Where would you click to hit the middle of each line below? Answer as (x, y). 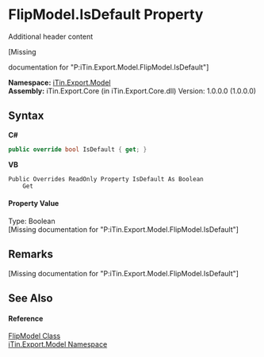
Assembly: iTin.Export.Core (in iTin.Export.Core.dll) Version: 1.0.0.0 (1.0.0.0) (132, 91)
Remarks (31, 254)
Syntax (26, 116)
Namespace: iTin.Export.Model (59, 82)
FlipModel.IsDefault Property (106, 15)
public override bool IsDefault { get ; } (78, 149)
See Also (31, 298)
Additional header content (51, 36)
